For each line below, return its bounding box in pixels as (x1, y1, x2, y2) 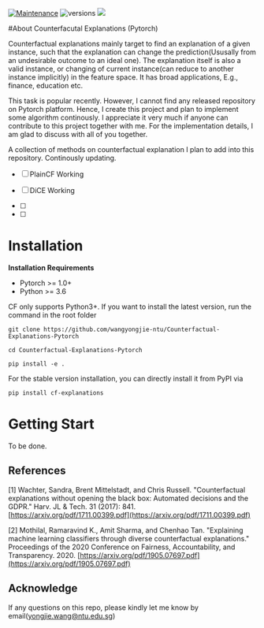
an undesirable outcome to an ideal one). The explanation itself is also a (8, 56, 242, 65)
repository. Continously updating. (8, 154, 117, 162)
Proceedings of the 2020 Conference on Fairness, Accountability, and (8, 542, 236, 552)
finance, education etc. (8, 81, 84, 90)
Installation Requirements (8, 262, 95, 272)
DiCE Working (29, 186, 75, 195)
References (8, 464, 66, 478)
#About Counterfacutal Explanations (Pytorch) (8, 24, 158, 33)
